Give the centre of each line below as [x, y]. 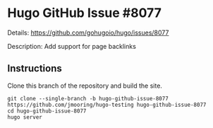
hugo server [25, 117]
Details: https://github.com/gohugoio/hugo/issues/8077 [88, 33]
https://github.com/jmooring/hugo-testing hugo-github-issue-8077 [107, 105]
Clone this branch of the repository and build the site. [85, 86]
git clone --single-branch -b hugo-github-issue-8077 [88, 98]
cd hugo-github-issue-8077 [47, 111]
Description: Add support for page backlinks [72, 46]
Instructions [35, 69]
